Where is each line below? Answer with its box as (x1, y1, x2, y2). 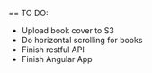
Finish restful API (21, 44, 85, 55)
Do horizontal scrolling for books (21, 35, 143, 45)
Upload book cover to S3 (21, 25, 114, 35)
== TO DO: (8, 8, 49, 18)
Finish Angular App (21, 54, 93, 64)
